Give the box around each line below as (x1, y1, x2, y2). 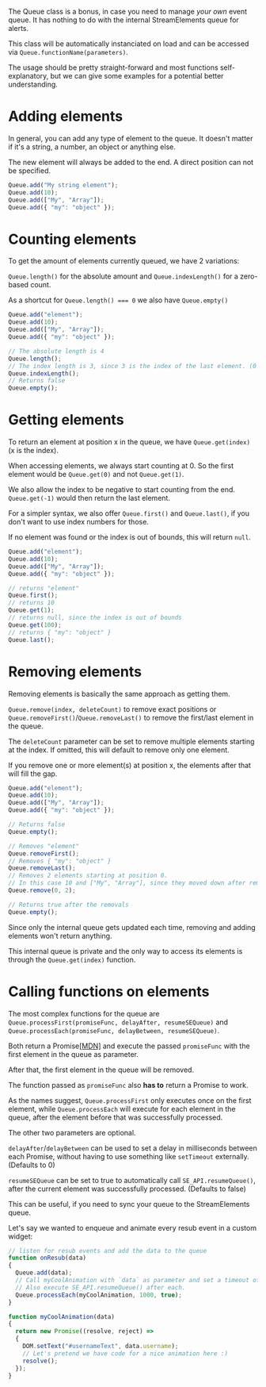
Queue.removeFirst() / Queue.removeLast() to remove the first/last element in (8, 713, 254, 722)
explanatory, (8, 71, 49, 80)
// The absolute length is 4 (8, 347, 104, 355)
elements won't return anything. (8, 931, 112, 940)
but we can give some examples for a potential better (50, 71, 224, 80)
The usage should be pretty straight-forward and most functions (8, 63, 219, 72)
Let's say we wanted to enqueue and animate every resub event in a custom (8, 1223, 257, 1232)
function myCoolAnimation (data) (8, 1312, 115, 1320)
